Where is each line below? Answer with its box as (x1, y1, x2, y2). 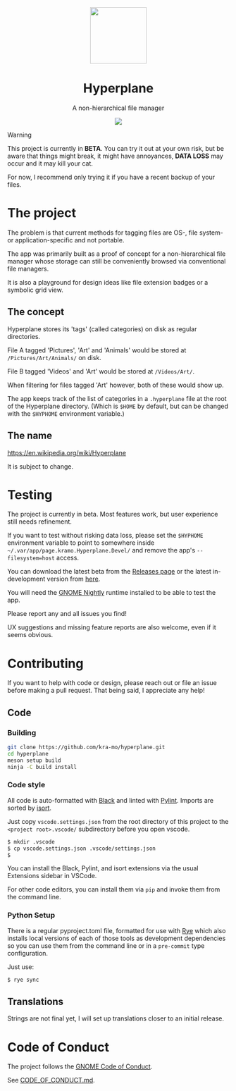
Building (7, 727, 37, 737)
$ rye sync (7, 976, 39, 983)
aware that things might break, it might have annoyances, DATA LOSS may (7, 152, 223, 160)
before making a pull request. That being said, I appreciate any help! (7, 686, 206, 695)
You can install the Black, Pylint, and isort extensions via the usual (7, 864, 199, 873)
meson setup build (7, 757, 61, 764)
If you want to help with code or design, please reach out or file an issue (7, 679, 217, 687)
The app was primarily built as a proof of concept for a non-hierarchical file (7, 249, 226, 258)
